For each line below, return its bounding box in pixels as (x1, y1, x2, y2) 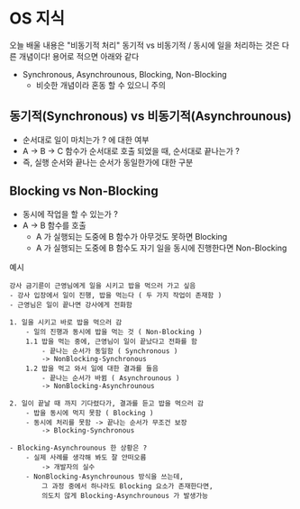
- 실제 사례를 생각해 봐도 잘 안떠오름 (25, 452, 147, 462)
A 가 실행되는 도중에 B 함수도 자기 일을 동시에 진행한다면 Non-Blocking (35, 242, 287, 253)
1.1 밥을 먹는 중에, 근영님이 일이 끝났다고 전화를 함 (25, 337, 198, 346)
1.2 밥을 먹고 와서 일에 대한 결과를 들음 (25, 364, 159, 373)
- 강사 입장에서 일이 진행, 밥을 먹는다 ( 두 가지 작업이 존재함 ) (9, 290, 223, 300)
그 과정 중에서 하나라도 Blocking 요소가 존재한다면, (41, 481, 214, 491)
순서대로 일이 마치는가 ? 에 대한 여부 (22, 134, 150, 145)
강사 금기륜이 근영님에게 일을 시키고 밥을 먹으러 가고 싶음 (9, 281, 196, 290)
